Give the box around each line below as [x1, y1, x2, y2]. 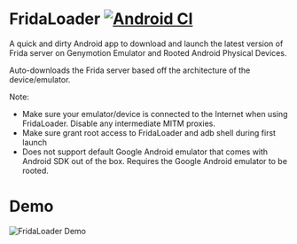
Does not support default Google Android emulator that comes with [21, 146, 269, 157]
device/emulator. [9, 74, 71, 84]
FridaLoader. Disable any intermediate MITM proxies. [21, 118, 215, 129]
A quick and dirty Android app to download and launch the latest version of [9, 38, 284, 49]
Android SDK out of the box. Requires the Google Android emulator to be [21, 155, 288, 166]
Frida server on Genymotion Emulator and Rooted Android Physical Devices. [9, 47, 287, 58]
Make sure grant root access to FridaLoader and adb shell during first [21, 127, 277, 138]
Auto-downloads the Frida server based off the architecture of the [9, 65, 251, 75]
